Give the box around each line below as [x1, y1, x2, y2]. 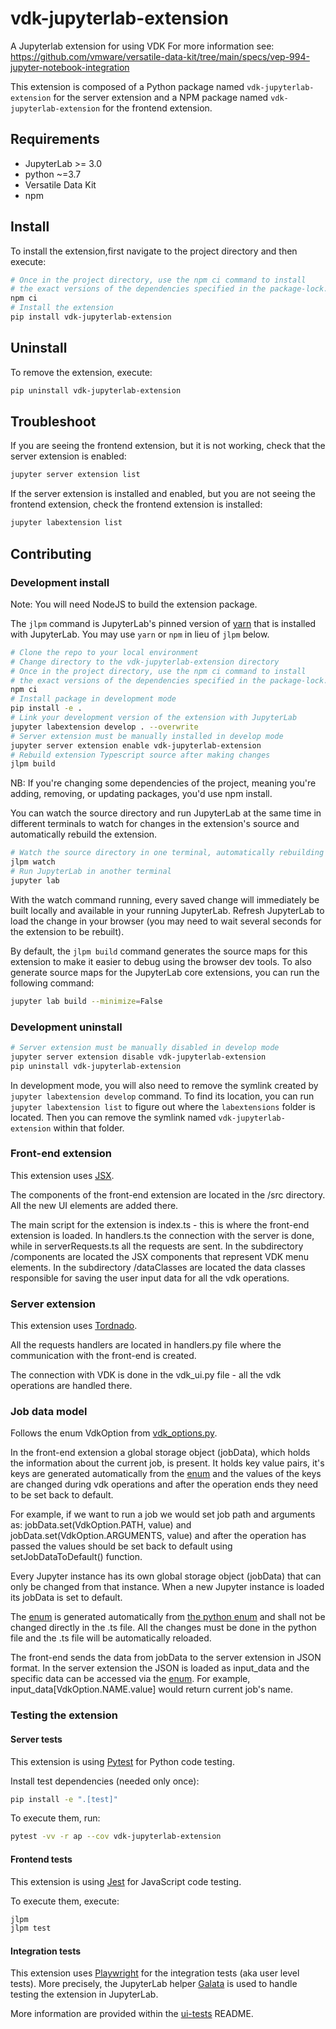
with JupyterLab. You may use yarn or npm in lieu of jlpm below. [10, 628, 270, 640]
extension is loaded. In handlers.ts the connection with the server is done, [10, 1229, 315, 1241]
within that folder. [53, 1122, 125, 1134]
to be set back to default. [10, 1489, 114, 1501]
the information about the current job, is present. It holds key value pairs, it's [10, 1457, 325, 1469]
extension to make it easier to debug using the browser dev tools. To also [10, 955, 312, 967]
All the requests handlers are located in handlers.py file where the [10, 1339, 282, 1351]
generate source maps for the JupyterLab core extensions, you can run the [10, 966, 320, 978]
